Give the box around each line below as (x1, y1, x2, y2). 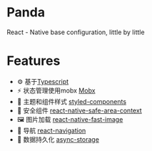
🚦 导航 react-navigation (16, 126, 86, 135)
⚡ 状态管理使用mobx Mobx (16, 86, 96, 95)
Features (6, 53, 61, 69)
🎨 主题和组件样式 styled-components (16, 97, 126, 105)
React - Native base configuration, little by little (6, 28, 145, 36)
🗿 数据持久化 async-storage (16, 135, 99, 143)
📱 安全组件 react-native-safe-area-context (16, 106, 142, 115)
